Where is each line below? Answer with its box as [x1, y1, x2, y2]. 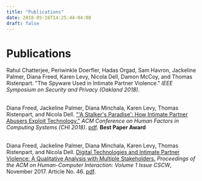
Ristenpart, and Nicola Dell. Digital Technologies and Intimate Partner [6, 149, 180, 156]
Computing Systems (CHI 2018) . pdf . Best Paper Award [6, 124, 146, 131]
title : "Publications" [6, 9, 64, 15]
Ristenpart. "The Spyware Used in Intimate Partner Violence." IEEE [6, 80, 173, 87]
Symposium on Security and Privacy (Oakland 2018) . [6, 86, 140, 93]
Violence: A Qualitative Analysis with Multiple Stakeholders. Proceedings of [6, 155, 195, 162]
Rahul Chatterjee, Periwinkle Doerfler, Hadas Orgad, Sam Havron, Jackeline [6, 66, 197, 74]
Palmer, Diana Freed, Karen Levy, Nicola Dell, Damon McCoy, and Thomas [6, 73, 193, 80]
